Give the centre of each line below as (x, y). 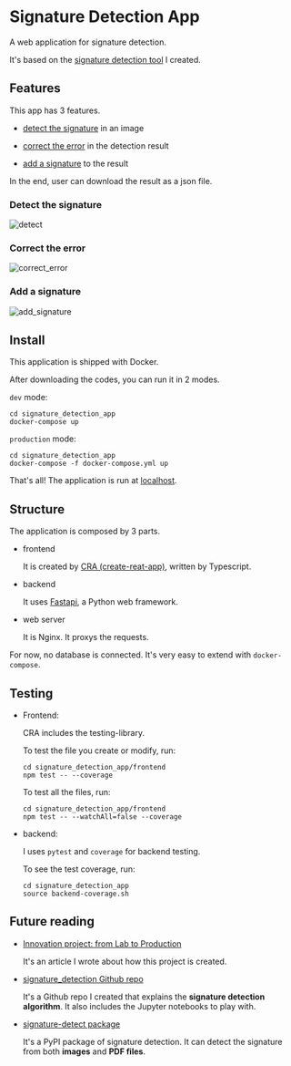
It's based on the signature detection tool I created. (105, 59)
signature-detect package (71, 1024)
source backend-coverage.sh (75, 894)
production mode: (43, 439)
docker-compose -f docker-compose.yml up (89, 464)
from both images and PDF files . (84, 1051)
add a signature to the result (75, 163)
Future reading (52, 921)
